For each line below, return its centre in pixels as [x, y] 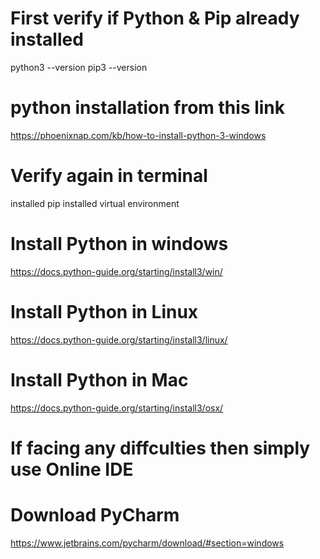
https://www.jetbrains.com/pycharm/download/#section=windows [147, 543]
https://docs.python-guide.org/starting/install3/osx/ [117, 408]
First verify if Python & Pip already [155, 18]
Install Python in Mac [99, 379]
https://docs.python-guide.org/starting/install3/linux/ [119, 339]
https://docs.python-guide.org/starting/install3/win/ [116, 271]
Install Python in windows [119, 244]
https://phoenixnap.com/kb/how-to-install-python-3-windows [138, 135]
